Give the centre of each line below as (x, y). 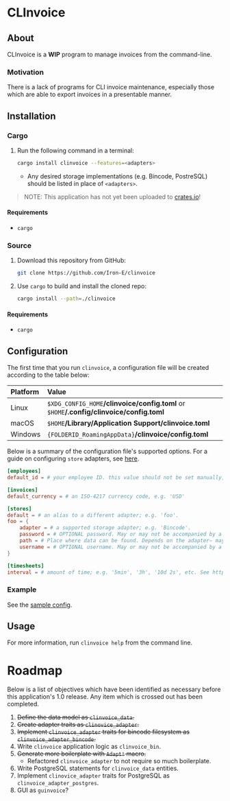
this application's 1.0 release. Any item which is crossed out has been (105, 697)
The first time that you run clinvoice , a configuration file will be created (108, 368)
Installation (31, 116)
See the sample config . (40, 605)
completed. (23, 704)
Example (22, 590)
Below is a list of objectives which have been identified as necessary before (114, 689)
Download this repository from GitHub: (72, 260)
